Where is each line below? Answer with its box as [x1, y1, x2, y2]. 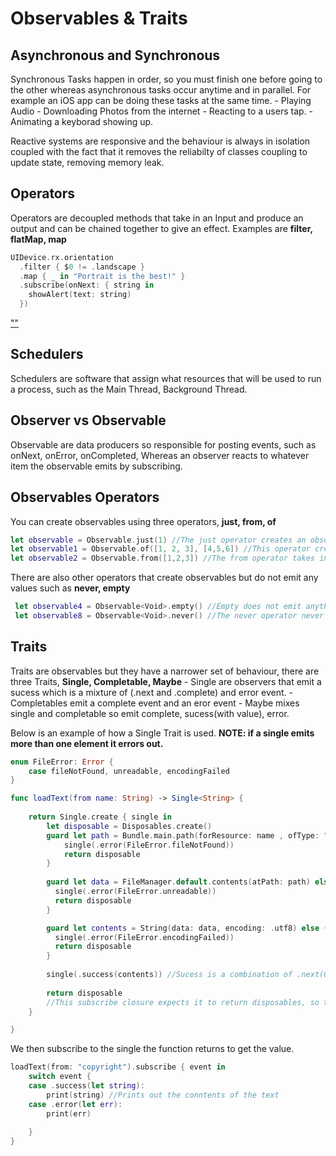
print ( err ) [46, 1108, 92, 1119]
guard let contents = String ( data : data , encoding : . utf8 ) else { [46, 923, 329, 933]
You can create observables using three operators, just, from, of [10, 515, 277, 527]
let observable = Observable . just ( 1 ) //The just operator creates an [10, 535, 307, 545]
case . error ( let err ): [28, 1099, 123, 1109]
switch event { [28, 1072, 92, 1082]
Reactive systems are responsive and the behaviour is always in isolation [10, 135, 311, 147]
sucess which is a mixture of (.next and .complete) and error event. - [10, 686, 293, 698]
